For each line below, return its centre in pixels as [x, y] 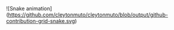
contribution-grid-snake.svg [41, 21]
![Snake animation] [29, 9]
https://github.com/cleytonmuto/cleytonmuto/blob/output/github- [88, 15]
